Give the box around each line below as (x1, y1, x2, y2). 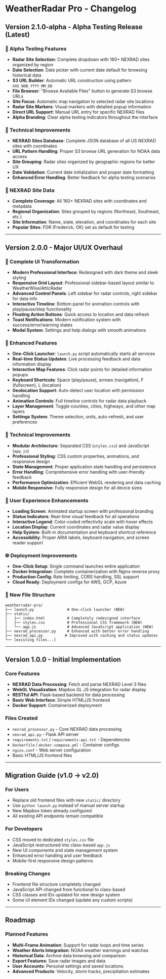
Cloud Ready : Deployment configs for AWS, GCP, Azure (12, 579, 127, 585)
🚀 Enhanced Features (5, 340, 58, 347)
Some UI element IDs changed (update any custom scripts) (12, 897, 133, 903)
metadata (12, 203, 32, 209)
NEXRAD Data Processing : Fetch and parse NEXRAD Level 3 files (12, 681, 147, 687)
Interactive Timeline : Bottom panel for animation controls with (12, 301, 140, 307)
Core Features (5, 670, 40, 677)
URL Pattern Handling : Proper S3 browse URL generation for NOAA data (12, 148, 161, 154)
